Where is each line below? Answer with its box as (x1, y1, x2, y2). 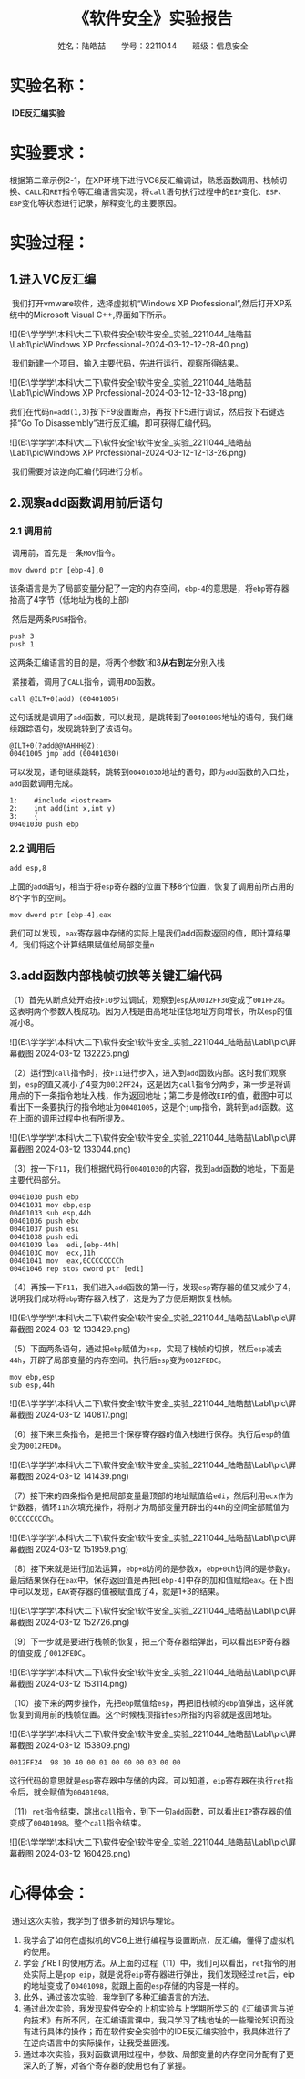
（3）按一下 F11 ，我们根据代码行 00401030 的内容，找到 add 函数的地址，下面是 (9, 1163, 295, 1174)
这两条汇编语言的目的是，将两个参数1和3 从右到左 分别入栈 (9, 657, 226, 667)
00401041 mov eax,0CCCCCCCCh (9, 1256, 125, 1266)
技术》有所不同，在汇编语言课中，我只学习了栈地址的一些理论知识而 (30, 2014, 287, 2025)
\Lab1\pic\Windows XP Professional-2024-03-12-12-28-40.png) (9, 338, 249, 349)
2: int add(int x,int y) (9, 803, 117, 812)
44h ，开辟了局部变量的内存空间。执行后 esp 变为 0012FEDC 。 (9, 1354, 227, 1365)
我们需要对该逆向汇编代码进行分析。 (11, 466, 147, 477)
